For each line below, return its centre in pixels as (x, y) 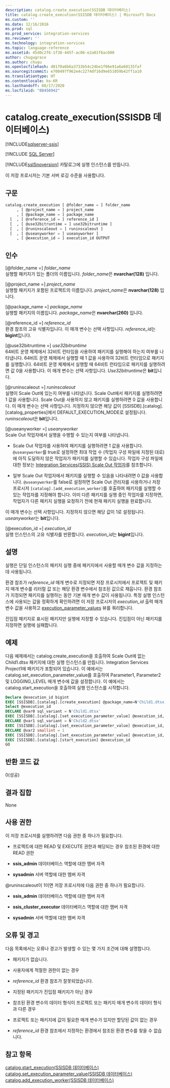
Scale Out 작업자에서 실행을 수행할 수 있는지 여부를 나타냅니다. (67, 435)
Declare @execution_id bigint (37, 697)
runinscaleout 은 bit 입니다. (32, 419)
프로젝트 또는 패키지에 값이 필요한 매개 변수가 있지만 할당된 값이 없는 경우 (85, 1020)
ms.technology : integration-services (45, 43)
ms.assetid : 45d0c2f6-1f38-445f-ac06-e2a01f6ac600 (60, 52)
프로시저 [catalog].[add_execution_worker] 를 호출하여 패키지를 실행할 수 (87, 489)
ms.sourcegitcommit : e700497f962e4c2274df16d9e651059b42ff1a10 (74, 72)
